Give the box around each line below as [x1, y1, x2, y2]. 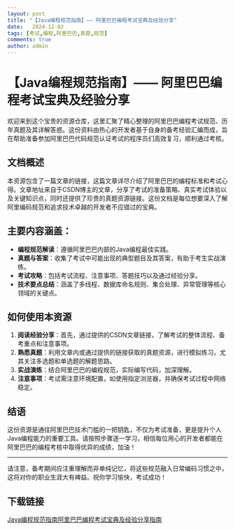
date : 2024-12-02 [7, 23, 64, 30]
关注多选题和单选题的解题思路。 [23, 357, 116, 365]
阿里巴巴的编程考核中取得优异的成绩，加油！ [7, 443, 136, 451]
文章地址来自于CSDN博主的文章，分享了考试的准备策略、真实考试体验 [19, 185, 221, 193]
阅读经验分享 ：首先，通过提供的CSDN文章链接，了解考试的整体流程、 [17, 331, 219, 339]
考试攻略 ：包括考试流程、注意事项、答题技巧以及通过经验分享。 [17, 271, 201, 279]
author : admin [7, 43, 49, 50]
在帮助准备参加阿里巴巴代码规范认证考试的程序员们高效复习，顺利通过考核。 [7, 134, 228, 142]
